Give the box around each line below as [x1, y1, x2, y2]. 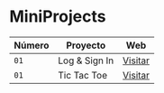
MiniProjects [9, 6, 106, 27]
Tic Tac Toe [58, 69, 108, 81]
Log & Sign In [58, 54, 114, 67]
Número [14, 39, 50, 51]
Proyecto [66, 39, 106, 51]
